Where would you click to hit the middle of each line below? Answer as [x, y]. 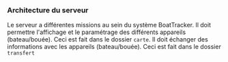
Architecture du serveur [48, 10]
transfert [21, 53]
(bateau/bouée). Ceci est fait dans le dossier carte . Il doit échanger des [108, 40]
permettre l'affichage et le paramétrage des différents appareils [97, 32]
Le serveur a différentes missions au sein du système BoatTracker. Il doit [109, 25]
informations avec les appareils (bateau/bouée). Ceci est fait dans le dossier [114, 47]
